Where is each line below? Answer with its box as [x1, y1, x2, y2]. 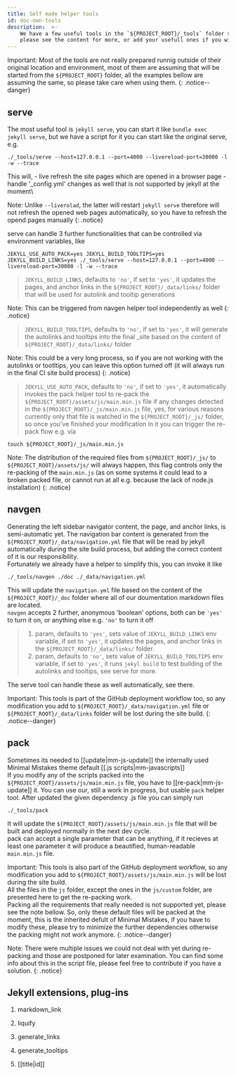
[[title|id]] [17, 1060, 45, 1069]
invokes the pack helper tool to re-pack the [24, 389, 150, 398]
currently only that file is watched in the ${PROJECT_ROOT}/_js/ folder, [24, 412, 224, 420]
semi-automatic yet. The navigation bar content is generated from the [7, 529, 209, 538]
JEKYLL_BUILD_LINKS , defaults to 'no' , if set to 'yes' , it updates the [24, 275, 216, 283]
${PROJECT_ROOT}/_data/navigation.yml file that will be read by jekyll [7, 537, 205, 546]
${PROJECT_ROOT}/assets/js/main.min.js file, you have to [7, 778, 172, 787]
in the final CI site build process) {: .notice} [7, 368, 131, 377]
